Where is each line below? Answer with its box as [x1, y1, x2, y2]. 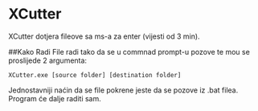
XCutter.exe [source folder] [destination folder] [8, 71, 182, 79]
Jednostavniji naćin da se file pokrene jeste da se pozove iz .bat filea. [8, 85, 239, 95]
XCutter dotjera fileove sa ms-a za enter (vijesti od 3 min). [8, 31, 200, 41]
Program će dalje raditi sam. [8, 93, 102, 103]
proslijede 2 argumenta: [8, 55, 87, 65]
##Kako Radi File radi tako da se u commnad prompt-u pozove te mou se [8, 47, 251, 56]
